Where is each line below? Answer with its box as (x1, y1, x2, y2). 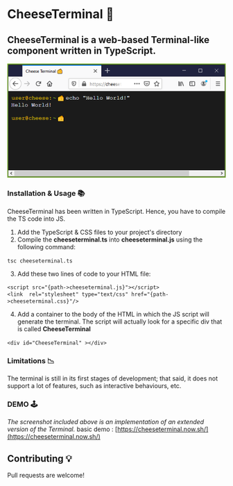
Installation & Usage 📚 (7, 189, 85, 199)
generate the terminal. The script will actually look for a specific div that (17, 317, 223, 326)
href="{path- (131, 291, 169, 298)
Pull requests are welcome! (7, 471, 85, 480)
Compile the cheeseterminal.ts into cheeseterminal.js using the (17, 235, 203, 244)
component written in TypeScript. (7, 44, 156, 56)
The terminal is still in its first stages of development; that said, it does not (7, 374, 218, 383)
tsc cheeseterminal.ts (7, 257, 73, 265)
